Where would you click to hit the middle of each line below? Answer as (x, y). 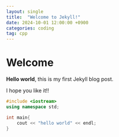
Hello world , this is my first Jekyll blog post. (60, 79)
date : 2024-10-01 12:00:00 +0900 (47, 22)
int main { (18, 118)
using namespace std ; (33, 107)
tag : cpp (17, 34)
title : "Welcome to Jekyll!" (44, 17)
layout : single (25, 12)
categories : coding (30, 28)
